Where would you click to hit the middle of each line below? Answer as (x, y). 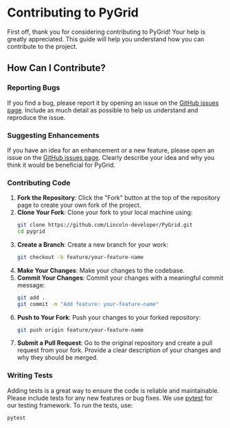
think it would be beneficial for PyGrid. (61, 165)
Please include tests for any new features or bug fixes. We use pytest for (110, 398)
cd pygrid (31, 232)
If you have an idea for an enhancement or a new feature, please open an (111, 150)
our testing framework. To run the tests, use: (70, 405)
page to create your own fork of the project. (79, 205)
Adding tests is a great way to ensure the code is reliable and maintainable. (113, 390)
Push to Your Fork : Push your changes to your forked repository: (109, 317)
